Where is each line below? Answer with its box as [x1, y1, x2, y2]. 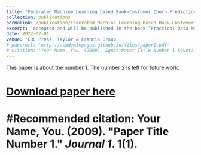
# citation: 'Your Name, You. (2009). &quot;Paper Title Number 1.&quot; [6, 48, 194, 54]
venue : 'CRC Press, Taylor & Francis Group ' [6, 36, 121, 42]
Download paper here [6, 85, 115, 98]
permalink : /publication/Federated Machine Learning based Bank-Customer [6, 20, 194, 26]
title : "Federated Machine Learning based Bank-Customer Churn [6, 8, 167, 15]
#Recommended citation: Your [6, 112, 161, 126]
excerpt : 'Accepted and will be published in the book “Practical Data [6, 25, 188, 32]
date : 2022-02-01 [6, 31, 50, 37]
